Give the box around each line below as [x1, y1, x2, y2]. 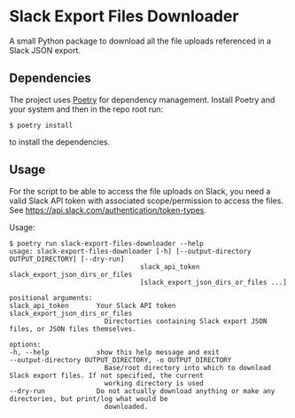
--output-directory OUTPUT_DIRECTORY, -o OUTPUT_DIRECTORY [9, 355, 232, 365]
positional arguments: [9, 293, 93, 303]
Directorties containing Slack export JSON [104, 317, 268, 326]
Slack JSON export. [9, 44, 82, 55]
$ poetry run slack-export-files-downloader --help [9, 239, 204, 248]
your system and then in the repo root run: [9, 104, 164, 114]
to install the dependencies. [9, 136, 111, 147]
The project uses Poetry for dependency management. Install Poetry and [9, 94, 276, 105]
